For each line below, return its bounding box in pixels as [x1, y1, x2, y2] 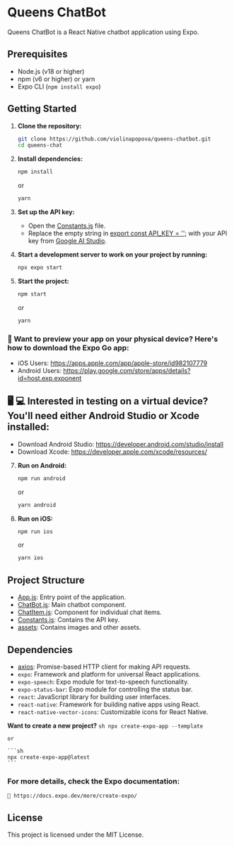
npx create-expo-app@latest [7, 753, 90, 761]
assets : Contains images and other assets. [17, 623, 141, 632]
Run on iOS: [17, 514, 53, 523]
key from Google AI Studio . [28, 237, 107, 245]
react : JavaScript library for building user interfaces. [17, 692, 171, 701]
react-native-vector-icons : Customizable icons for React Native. [17, 707, 209, 716]
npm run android [17, 474, 66, 482]
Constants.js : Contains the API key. [17, 616, 120, 624]
